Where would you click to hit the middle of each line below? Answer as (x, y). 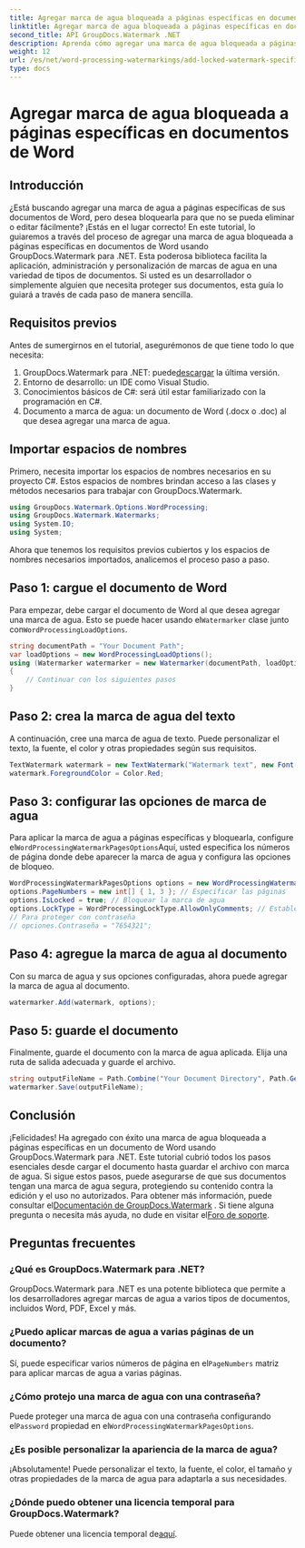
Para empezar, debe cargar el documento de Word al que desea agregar (145, 609)
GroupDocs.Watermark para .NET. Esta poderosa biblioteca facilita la (138, 256)
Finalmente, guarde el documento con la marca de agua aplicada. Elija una (148, 1052)
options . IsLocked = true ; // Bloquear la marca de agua (117, 900)
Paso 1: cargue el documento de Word (118, 588)
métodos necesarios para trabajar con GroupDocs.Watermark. (126, 490)
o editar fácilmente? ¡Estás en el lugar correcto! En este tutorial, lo (133, 226)
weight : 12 (30, 52)
